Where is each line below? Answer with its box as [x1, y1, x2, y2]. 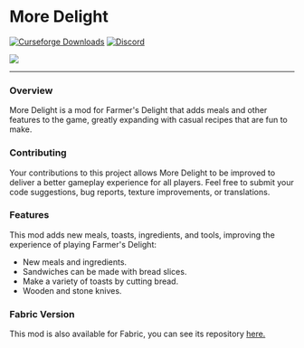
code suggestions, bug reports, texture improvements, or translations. [9, 186, 271, 197]
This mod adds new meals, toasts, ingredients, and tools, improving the [9, 229, 276, 240]
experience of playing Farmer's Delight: [9, 239, 157, 249]
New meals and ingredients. [22, 256, 128, 268]
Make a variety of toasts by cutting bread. [22, 276, 179, 287]
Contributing [9, 146, 67, 159]
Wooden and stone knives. [22, 285, 122, 296]
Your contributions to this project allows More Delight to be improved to [9, 167, 276, 178]
